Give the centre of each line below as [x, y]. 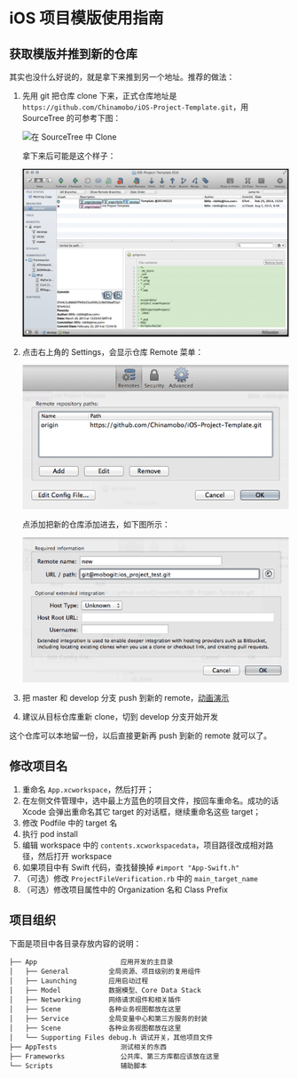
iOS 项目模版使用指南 [86, 18]
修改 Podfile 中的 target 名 [70, 823]
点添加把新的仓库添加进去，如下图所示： [96, 525]
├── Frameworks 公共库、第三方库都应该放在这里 [114, 1056]
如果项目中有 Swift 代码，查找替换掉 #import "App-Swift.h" [131, 867]
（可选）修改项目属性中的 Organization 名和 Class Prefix [125, 889]
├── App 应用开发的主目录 [91, 961]
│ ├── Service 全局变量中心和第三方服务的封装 [109, 1018]
